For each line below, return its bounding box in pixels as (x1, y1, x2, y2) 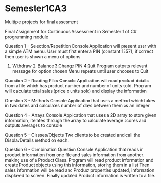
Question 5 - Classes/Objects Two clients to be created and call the (5, 132, 141, 138)
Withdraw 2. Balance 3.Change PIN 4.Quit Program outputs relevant (12, 63, 148, 69)
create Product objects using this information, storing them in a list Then (5, 162, 150, 168)
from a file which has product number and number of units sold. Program (5, 82, 152, 88)
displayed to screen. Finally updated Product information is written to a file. (5, 172, 156, 178)
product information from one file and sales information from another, (5, 152, 144, 158)
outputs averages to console (5, 122, 62, 128)
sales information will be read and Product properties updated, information (5, 167, 155, 173)
